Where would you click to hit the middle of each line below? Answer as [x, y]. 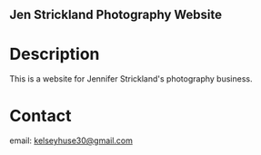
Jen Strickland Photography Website [116, 15]
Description [55, 54]
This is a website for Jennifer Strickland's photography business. [131, 79]
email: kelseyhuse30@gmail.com [71, 140]
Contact [40, 116]
